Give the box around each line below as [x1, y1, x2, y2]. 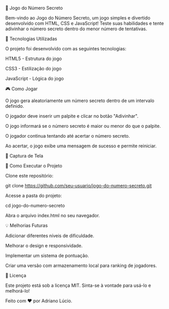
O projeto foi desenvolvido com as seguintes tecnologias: [5, 46, 126, 51]
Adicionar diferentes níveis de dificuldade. [5, 233, 95, 239]
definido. [5, 103, 24, 109]
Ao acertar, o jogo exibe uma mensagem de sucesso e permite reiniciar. [5, 143, 157, 149]
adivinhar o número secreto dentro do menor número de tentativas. [5, 26, 147, 32]
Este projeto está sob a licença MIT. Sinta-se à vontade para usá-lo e [5, 282, 151, 288]
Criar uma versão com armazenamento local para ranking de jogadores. [5, 262, 157, 268]
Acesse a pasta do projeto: [5, 192, 62, 199]
